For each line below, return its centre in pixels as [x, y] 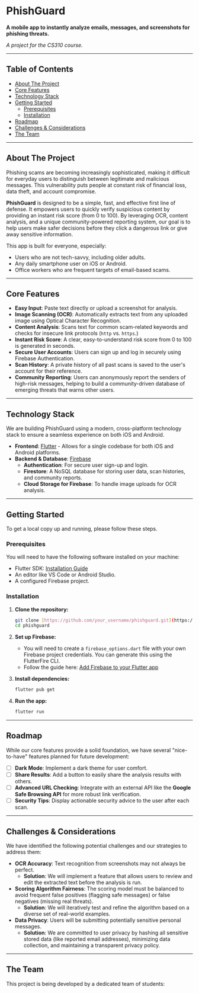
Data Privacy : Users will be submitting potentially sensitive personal [98, 920]
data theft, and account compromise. [51, 191]
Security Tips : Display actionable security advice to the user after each [102, 800]
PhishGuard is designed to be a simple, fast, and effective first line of [91, 203]
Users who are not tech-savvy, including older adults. [80, 257]
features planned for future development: [79, 756]
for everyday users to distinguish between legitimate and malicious [88, 178]
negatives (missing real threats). [54, 901]
